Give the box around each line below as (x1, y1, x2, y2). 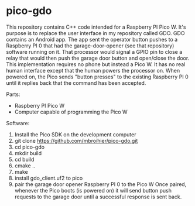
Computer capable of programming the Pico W (14, 108, 128, 115)
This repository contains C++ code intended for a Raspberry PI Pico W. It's (6, 23, 186, 30)
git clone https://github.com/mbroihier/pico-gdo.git (14, 137, 138, 144)
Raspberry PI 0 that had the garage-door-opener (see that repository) (6, 42, 175, 49)
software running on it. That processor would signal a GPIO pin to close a (6, 48, 183, 55)
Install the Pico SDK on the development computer (14, 131, 136, 138)
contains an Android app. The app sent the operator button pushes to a (6, 36, 178, 43)
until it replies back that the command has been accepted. (6, 79, 146, 86)
